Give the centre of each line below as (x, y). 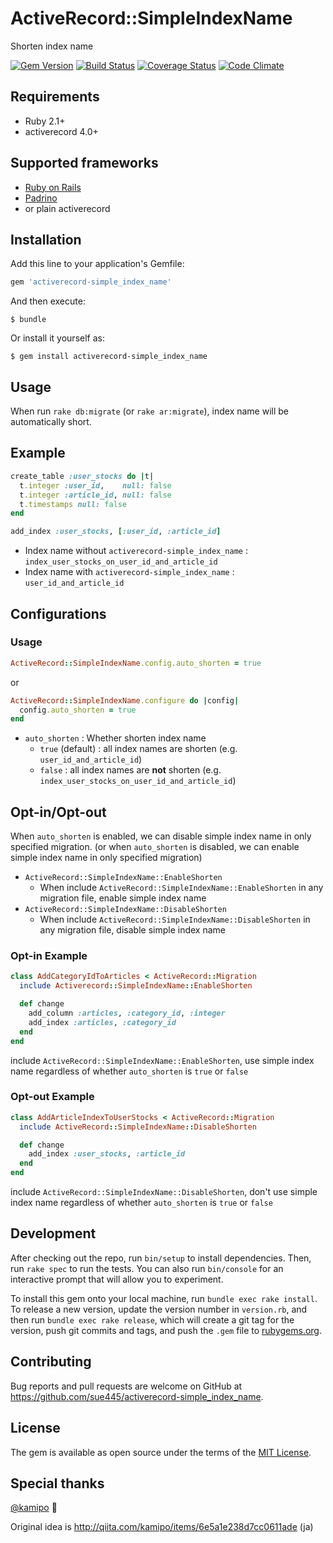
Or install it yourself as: (57, 338)
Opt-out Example (52, 1097)
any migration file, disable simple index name (132, 930)
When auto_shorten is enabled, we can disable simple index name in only (161, 836)
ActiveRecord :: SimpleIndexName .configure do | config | (125, 700)
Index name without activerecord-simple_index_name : (136, 551)
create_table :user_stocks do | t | (82, 476)
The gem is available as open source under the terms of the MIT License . (161, 1452)
